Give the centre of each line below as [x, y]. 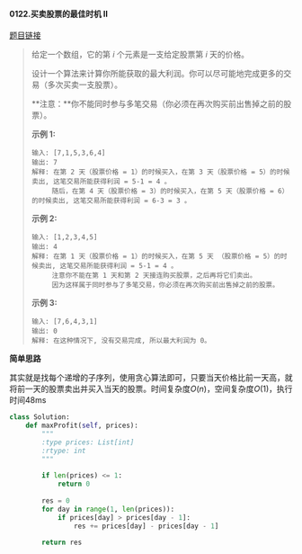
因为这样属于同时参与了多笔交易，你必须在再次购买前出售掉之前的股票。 [165, 285]
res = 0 [56, 500]
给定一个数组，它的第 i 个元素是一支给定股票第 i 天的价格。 [140, 55]
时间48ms [28, 400]
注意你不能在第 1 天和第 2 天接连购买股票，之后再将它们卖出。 [154, 276]
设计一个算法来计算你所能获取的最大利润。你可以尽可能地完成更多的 [157, 74]
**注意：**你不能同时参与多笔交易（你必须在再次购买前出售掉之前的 [157, 104]
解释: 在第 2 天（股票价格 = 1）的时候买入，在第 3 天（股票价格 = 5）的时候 [160, 172]
